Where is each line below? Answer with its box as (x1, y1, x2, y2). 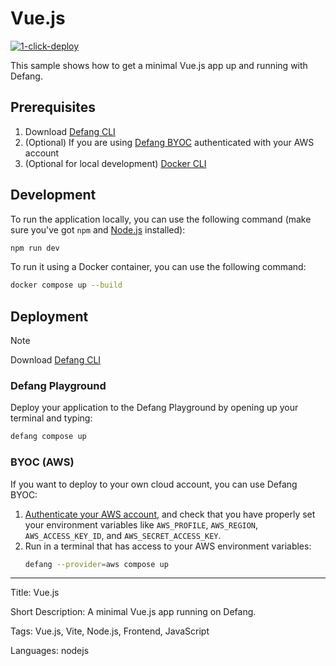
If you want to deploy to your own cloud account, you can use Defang (10, 478, 298, 490)
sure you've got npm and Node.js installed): (10, 223, 186, 236)
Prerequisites (10, 99, 96, 116)
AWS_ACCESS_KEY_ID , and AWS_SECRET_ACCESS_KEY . (24, 529, 222, 541)
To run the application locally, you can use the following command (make (10, 213, 312, 225)
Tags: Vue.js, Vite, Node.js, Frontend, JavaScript (10, 625, 210, 637)
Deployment (10, 308, 89, 325)
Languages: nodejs (10, 645, 90, 657)
